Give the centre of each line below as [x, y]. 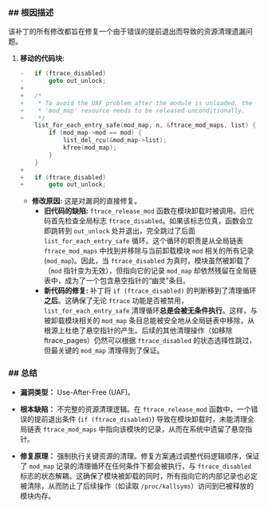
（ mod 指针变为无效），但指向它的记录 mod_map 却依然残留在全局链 [150, 271]
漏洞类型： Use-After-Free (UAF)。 [77, 392]
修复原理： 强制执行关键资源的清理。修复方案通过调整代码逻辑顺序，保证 [140, 455]
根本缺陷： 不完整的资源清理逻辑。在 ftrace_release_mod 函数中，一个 [135, 409]
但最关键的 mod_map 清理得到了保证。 [104, 350]
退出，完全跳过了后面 [160, 231]
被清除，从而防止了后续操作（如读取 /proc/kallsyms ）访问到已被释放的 [136, 486]
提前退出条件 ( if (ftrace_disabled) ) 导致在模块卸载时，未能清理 [141, 419]
